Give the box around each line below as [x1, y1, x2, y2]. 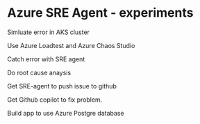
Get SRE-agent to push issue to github [7, 82, 117, 90]
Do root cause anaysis [7, 68, 72, 77]
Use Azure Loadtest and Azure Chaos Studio [7, 41, 135, 49]
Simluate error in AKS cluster [7, 28, 90, 36]
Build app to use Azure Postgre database [7, 109, 124, 117]
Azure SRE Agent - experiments [7, 5, 194, 21]
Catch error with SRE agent [7, 54, 85, 63]
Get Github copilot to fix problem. [7, 95, 103, 104]
